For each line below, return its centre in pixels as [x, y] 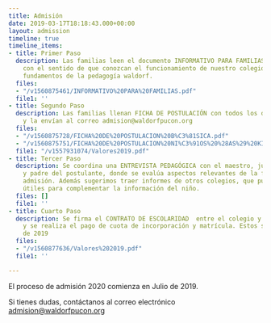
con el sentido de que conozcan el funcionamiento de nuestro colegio [144, 69]
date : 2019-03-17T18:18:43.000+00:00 [72, 23]
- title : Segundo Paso [46, 106]
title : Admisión [35, 16]
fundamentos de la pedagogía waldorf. [88, 76]
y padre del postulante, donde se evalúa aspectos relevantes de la [140, 174]
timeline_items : [35, 46]
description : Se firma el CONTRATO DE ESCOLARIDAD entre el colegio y [139, 219]
